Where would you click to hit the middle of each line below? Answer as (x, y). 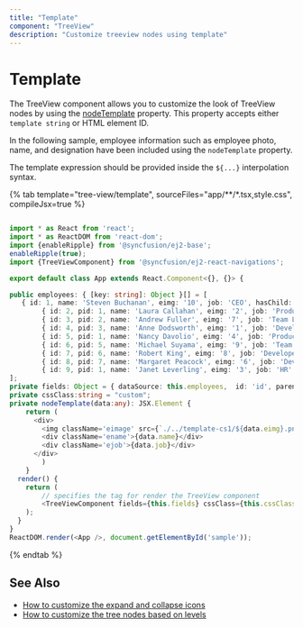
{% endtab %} (36, 554)
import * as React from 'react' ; (72, 229)
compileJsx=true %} (47, 205)
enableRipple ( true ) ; (48, 253)
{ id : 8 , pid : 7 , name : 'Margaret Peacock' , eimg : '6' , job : (159, 361)
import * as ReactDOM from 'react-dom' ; (87, 237)
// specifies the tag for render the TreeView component (151, 496)
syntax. (23, 177)
